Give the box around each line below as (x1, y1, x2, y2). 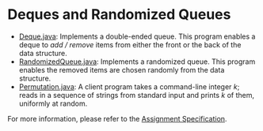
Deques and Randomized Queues (7, 6, 231, 24)
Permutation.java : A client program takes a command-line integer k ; (18, 81, 240, 92)
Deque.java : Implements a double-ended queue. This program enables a (18, 32, 256, 41)
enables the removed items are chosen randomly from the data (18, 65, 225, 74)
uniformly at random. (18, 99, 88, 108)
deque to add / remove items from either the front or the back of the (18, 39, 242, 49)
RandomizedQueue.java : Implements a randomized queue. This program (18, 57, 256, 66)
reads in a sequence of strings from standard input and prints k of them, (18, 90, 255, 99)
